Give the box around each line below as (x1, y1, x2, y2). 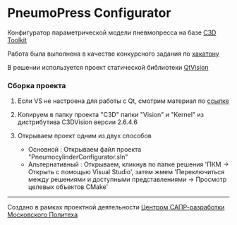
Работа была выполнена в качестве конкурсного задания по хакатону (7, 49, 220, 58)
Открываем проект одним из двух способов (17, 132, 152, 140)
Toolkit (7, 35, 27, 44)
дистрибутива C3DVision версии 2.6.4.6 (17, 118, 138, 126)
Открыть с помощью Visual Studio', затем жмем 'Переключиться (28, 168, 225, 176)
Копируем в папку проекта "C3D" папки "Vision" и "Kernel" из (17, 111, 205, 119)
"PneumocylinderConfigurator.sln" (28, 153, 128, 162)
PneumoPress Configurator (7, 5, 171, 21)
